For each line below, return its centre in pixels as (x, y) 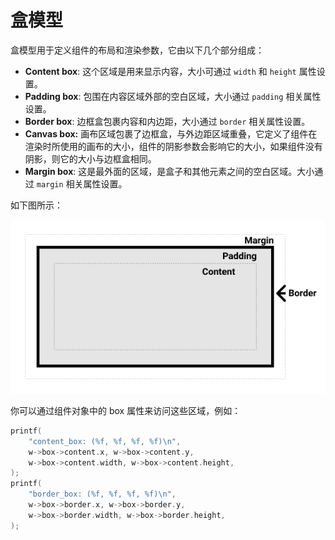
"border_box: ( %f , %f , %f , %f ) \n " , (102, 494)
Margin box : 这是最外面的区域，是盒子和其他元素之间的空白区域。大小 (169, 171)
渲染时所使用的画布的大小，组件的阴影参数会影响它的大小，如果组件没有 (173, 146)
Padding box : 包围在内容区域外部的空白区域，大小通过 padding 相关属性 (173, 96)
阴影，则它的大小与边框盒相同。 (90, 158)
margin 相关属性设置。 (82, 183)
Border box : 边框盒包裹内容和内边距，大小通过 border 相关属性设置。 (167, 121)
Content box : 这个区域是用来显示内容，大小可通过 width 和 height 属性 (170, 71)
